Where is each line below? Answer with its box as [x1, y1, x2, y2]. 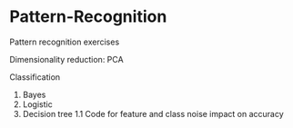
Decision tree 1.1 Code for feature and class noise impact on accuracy [22, 108, 284, 119]
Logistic [22, 98, 53, 110]
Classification [9, 71, 61, 83]
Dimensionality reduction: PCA [9, 54, 125, 64]
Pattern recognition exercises [9, 36, 120, 47]
